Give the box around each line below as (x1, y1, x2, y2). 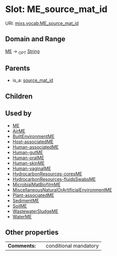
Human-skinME (12, 160, 45, 166)
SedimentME (12, 198, 39, 204)
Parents (5, 64, 30, 73)
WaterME (12, 213, 32, 220)
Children (5, 92, 33, 100)
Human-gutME (12, 149, 43, 155)
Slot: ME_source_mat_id (5, 4, 108, 15)
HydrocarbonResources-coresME (12, 170, 82, 177)
